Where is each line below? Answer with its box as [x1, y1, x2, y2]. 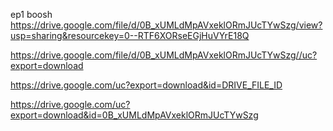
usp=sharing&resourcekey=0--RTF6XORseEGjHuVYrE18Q [10, 30, 250, 41]
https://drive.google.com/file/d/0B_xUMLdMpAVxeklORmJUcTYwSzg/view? [10, 19, 323, 31]
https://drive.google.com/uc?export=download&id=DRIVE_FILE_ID [10, 79, 283, 91]
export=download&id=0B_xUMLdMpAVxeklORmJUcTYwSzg [10, 109, 259, 121]
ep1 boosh [10, 9, 53, 20]
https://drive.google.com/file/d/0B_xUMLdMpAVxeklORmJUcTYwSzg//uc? [10, 49, 318, 61]
